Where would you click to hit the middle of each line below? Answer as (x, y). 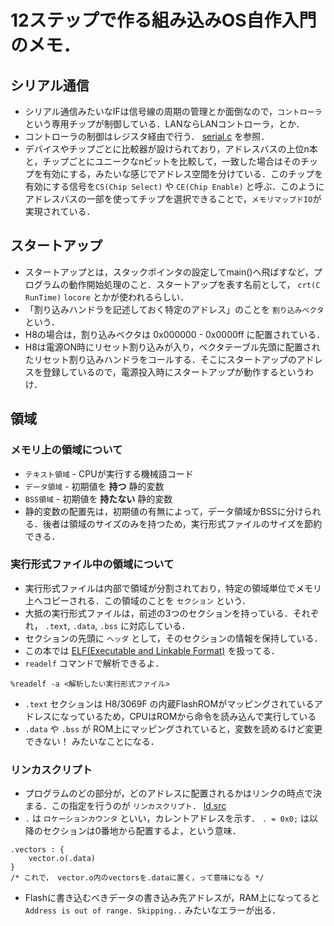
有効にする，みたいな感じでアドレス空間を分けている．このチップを (182, 174)
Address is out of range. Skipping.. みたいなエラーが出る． (153, 910)
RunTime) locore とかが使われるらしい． (107, 297)
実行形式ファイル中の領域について (92, 564)
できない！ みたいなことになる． (92, 741)
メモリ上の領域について (66, 450)
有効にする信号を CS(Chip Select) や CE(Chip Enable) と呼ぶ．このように (174, 186)
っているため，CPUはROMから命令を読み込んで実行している (192, 716)
